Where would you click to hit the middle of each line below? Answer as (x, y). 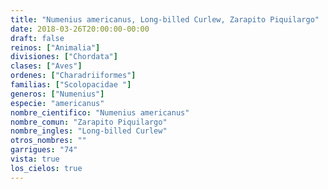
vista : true (35, 159)
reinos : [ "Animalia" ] (55, 47)
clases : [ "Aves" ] (46, 66)
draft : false (37, 38)
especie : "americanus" (57, 103)
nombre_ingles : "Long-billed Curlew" (89, 131)
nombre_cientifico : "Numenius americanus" (100, 112)
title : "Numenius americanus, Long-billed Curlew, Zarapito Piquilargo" (165, 19)
